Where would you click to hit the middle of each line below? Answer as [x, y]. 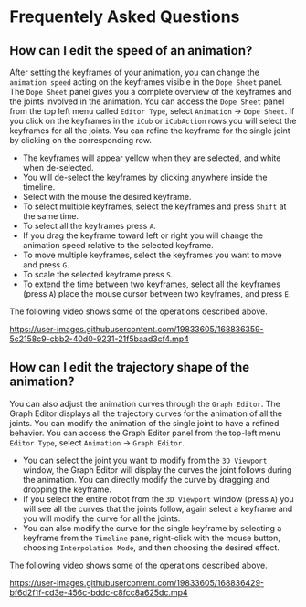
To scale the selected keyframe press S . [98, 274]
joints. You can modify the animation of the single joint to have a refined [144, 423]
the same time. [51, 216]
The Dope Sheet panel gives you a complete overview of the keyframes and [151, 92]
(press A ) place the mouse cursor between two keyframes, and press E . [157, 293]
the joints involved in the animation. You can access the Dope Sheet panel [147, 101]
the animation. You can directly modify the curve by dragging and [146, 479]
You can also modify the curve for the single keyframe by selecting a [152, 528]
